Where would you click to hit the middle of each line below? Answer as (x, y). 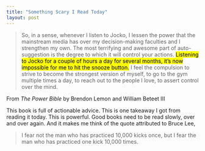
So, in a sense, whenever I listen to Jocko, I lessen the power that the (108, 35)
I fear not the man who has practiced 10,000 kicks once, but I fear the (109, 135)
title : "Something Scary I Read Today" (57, 12)
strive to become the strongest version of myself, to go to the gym (104, 74)
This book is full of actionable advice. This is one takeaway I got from (94, 110)
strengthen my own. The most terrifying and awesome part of (99, 48)
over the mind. (39, 86)
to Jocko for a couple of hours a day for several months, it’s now (102, 61)
